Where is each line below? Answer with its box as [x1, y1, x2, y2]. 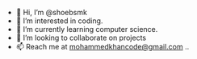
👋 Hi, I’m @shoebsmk [15, 8, 87, 17]
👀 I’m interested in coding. [15, 16, 103, 26]
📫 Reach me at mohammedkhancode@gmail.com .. [15, 42, 190, 51]
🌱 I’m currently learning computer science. [15, 25, 158, 33]
